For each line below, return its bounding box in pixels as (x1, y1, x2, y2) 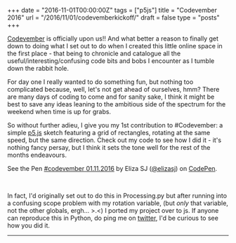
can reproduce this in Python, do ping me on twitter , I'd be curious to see (7, 214, 219, 222)
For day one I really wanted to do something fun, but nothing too (7, 78, 194, 86)
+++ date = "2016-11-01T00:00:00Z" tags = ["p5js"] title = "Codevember (7, 6, 218, 14)
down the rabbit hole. (7, 64, 69, 72)
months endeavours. (7, 151, 67, 159)
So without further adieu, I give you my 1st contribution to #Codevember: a (7, 121, 223, 129)
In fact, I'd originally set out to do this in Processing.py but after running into (7, 192, 227, 200)
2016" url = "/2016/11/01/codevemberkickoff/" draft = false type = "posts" (7, 13, 220, 22)
